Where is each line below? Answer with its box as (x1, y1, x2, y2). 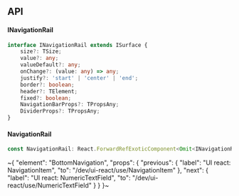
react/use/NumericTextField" (7, 181, 92, 190)
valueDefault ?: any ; (20, 61, 81, 68)
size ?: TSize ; (20, 48, 62, 56)
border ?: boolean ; (20, 81, 75, 88)
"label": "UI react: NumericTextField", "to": (7, 174, 131, 182)
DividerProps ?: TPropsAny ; (20, 108, 100, 115)
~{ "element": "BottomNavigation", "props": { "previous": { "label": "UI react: (7, 158, 231, 167)
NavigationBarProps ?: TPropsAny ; (20, 101, 119, 108)
